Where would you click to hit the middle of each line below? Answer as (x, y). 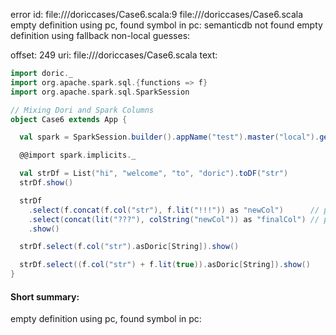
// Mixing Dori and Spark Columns (82, 110)
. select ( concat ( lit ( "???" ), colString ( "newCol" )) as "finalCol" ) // (174, 219)
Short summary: (45, 296)
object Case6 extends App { (69, 119)
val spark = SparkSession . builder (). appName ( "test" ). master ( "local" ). (169, 137)
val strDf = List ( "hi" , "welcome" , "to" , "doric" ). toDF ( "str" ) (154, 174)
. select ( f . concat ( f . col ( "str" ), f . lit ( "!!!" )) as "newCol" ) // (174, 210)
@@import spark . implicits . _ (78, 155)
